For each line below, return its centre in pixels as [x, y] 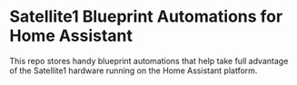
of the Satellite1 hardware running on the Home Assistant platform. [134, 71]
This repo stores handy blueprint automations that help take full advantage [149, 61]
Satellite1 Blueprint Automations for [146, 17]
